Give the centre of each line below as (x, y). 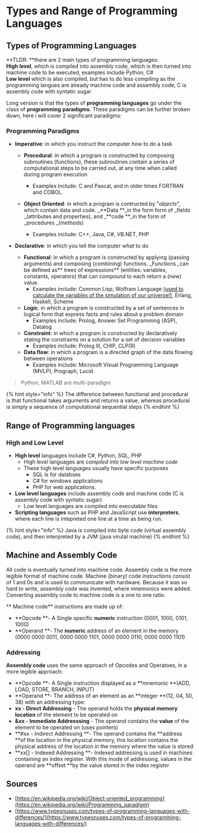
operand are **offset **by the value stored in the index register (92, 765)
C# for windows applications (67, 481)
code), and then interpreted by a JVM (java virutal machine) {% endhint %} (98, 536)
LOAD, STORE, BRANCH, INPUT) (55, 690)
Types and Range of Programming (92, 11)
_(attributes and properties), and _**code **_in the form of (95, 217)
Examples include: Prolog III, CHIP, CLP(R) (84, 346)
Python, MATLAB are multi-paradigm (66, 383)
